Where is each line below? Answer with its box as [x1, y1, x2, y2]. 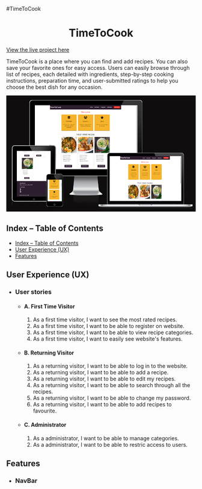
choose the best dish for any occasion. [6, 83, 103, 90]
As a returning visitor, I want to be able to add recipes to [32, 401, 172, 408]
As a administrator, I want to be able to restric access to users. [32, 441, 188, 448]
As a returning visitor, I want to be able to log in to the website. [32, 362, 188, 370]
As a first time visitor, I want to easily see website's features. [32, 335, 183, 342]
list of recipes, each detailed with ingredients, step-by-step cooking [6, 71, 174, 78]
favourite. [32, 407, 57, 415]
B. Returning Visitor [23, 349, 74, 356]
